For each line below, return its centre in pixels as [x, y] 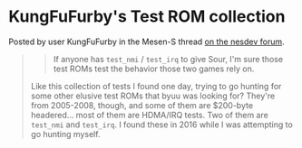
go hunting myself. [65, 134]
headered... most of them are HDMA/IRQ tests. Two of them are [149, 115]
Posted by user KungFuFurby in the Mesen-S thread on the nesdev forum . [146, 42]
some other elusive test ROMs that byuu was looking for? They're [153, 96]
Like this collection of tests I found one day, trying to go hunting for [156, 86]
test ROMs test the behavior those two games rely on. [154, 69]
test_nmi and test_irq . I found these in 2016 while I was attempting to [162, 125]
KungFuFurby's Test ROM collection [147, 17]
